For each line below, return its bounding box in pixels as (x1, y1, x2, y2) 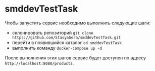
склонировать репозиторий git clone (12, 29, 94, 35)
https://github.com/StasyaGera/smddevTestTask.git (12, 35, 121, 40)
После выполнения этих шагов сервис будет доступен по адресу (5, 54, 146, 61)
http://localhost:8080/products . (5, 60, 74, 66)
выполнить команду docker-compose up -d (12, 45, 102, 51)
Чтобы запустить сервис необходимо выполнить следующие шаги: (5, 20, 151, 26)
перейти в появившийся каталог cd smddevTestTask (12, 39, 122, 46)
